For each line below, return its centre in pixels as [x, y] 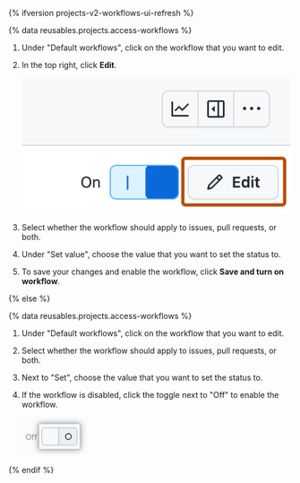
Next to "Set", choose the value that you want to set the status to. [142, 378]
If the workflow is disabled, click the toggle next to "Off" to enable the [150, 395]
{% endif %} [31, 470]
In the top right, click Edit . [69, 65]
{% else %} [30, 298]
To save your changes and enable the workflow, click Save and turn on [152, 272]
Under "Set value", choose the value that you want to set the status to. [151, 254]
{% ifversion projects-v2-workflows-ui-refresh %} [101, 13]
